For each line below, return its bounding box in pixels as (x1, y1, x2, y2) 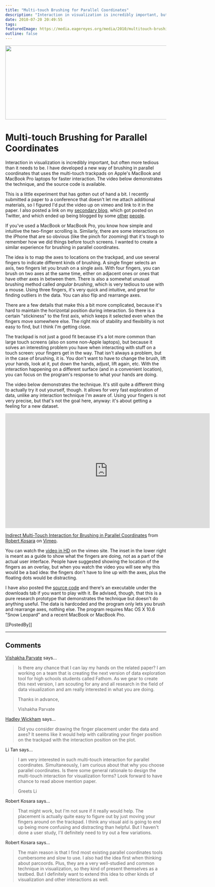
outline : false (5, 31, 38, 36)
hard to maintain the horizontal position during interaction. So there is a (5, 307, 155, 313)
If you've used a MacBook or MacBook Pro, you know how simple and (5, 223, 153, 229)
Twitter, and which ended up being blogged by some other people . (5, 212, 146, 218)
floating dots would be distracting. (5, 575, 78, 581)
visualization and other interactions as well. (17, 876, 109, 882)
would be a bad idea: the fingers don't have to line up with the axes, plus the (5, 569, 166, 575)
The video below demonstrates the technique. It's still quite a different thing (5, 381, 164, 387)
